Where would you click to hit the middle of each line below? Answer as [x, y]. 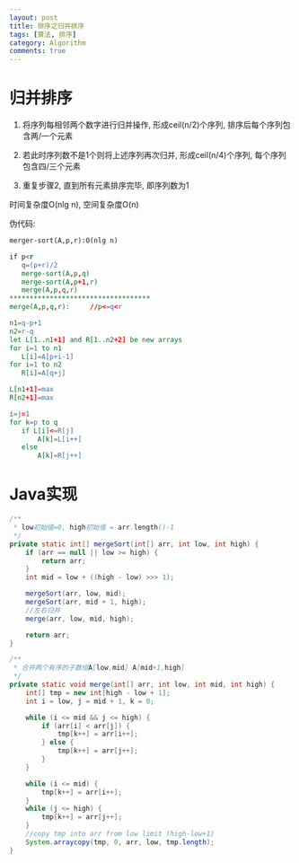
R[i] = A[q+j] [44, 374]
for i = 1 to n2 [36, 365]
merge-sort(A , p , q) [56, 273]
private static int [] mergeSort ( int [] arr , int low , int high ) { [134, 544]
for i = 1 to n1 [36, 348]
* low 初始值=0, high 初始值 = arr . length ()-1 [94, 527]
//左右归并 [43, 610]
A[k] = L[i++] [60, 439]
